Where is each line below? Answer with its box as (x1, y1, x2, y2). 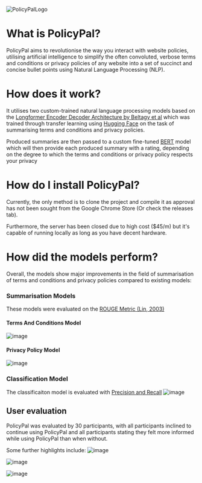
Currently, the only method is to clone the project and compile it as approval (6, 198, 195, 205)
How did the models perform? (6, 250, 159, 264)
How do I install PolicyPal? (6, 178, 140, 192)
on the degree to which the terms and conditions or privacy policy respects (6, 151, 193, 158)
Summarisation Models (6, 291, 76, 300)
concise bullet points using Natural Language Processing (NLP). (6, 66, 165, 73)
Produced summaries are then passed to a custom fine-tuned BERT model (6, 137, 191, 145)
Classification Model (6, 374, 68, 383)
